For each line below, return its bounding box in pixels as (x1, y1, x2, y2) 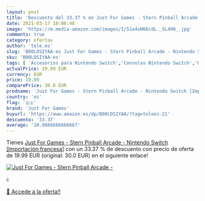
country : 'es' (6, 94, 43, 100)
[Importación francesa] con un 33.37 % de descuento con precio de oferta (6, 146, 194, 153)
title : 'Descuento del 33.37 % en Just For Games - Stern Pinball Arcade (6, 15, 198, 21)
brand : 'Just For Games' (6, 105, 70, 111)
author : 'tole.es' (6, 43, 53, 49)
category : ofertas (6, 37, 53, 43)
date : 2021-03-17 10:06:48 (6, 20, 75, 26)
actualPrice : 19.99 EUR (6, 65, 67, 72)
